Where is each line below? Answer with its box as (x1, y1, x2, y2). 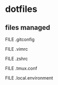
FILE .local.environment (5, 75, 53, 81)
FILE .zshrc (5, 56, 28, 62)
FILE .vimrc (5, 46, 28, 52)
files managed (5, 23, 51, 32)
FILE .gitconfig (5, 36, 35, 42)
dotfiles (5, 3, 38, 15)
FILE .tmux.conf (5, 66, 37, 71)
